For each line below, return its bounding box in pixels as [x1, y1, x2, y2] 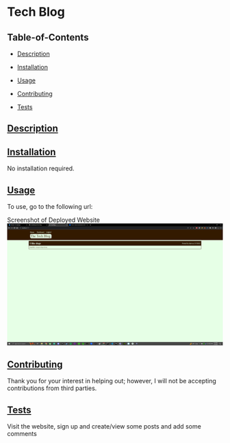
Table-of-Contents [7, 32, 89, 43]
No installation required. [7, 164, 75, 172]
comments [7, 430, 38, 438]
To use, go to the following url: [7, 203, 93, 211]
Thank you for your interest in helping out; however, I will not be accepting [7, 377, 217, 385]
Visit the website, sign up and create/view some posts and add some [7, 422, 202, 431]
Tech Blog [7, 4, 65, 20]
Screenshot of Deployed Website [7, 216, 101, 224]
